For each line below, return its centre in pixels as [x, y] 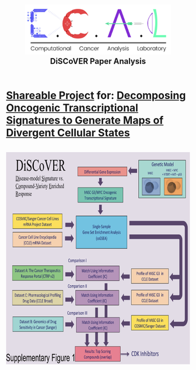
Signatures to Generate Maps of [85, 120]
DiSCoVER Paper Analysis [98, 61]
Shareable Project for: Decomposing [96, 96]
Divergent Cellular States [68, 133]
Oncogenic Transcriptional [72, 108]
